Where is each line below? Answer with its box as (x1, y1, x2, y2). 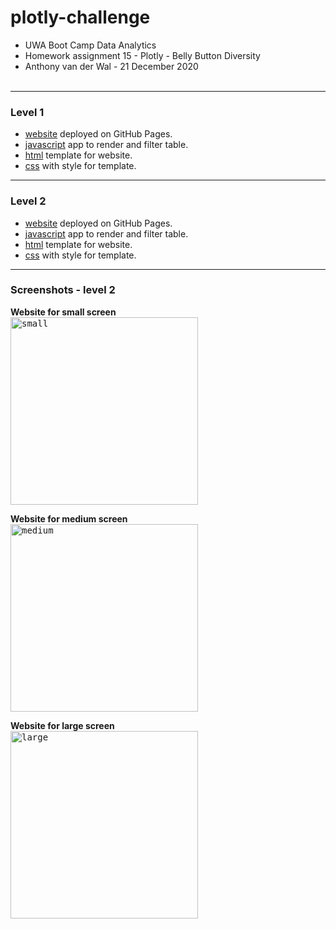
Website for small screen (10, 306, 117, 318)
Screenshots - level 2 (10, 283, 116, 297)
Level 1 (10, 105, 45, 119)
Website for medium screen (10, 512, 128, 525)
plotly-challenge (10, 6, 151, 29)
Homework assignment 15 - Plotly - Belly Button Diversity (24, 49, 261, 61)
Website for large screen (10, 719, 115, 731)
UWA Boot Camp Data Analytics (24, 39, 157, 51)
